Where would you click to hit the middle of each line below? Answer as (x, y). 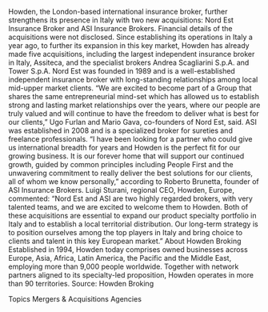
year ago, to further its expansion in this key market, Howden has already (129, 46)
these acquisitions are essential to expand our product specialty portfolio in (133, 216)
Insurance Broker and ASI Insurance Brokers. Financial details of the (120, 28)
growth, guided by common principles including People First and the (121, 164)
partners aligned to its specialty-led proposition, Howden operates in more (131, 275)
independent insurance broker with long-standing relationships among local (133, 80)
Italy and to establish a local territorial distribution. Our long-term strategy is (133, 224)
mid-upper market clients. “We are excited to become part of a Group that (130, 88)
